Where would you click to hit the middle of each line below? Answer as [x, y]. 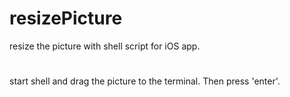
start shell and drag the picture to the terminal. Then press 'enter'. [145, 81]
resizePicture [66, 18]
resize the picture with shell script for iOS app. [105, 46]
